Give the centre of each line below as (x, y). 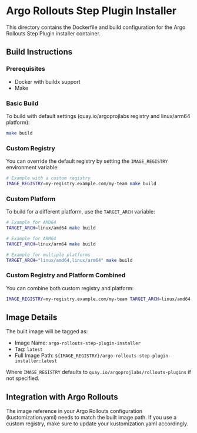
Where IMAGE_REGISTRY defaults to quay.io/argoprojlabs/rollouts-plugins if (98, 372)
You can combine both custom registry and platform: (70, 288)
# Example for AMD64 (31, 222)
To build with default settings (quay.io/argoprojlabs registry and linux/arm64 (98, 116)
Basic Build (22, 103)
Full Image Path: (34, 356)
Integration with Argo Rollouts (62, 397)
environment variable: (32, 168)
